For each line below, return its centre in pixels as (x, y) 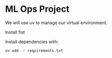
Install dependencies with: (32, 42)
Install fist (15, 32)
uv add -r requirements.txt (34, 51)
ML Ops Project (37, 9)
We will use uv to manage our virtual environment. (56, 23)
